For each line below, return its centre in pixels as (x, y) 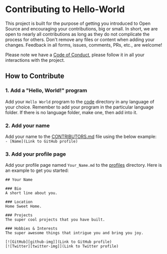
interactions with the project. (35, 60)
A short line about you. (31, 193)
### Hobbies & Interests (31, 229)
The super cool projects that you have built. (55, 220)
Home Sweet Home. (24, 206)
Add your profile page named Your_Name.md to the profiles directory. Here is (83, 165)
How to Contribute (35, 76)
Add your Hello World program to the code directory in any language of (80, 101)
